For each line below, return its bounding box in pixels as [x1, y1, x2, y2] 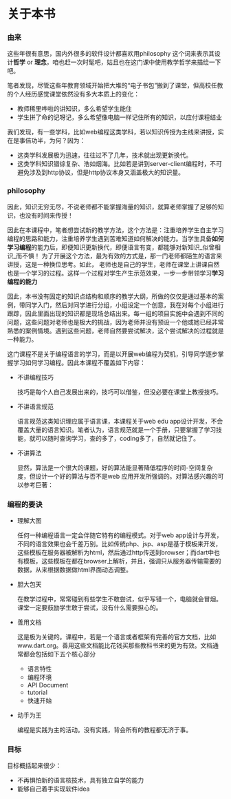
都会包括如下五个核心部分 [23, 650, 96, 658]
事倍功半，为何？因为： [19, 136, 86, 145]
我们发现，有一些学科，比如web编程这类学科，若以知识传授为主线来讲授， [7, 128, 218, 136]
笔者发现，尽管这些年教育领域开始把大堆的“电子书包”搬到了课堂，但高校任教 [7, 81, 223, 90]
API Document [27, 681, 69, 689]
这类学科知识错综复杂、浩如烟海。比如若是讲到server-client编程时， [16, 160, 210, 168]
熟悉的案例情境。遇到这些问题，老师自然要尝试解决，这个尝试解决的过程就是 [7, 326, 224, 335]
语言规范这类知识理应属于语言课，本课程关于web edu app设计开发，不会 [16, 417, 223, 425]
